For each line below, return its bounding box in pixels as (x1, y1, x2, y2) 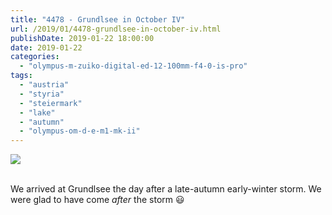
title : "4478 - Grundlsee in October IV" (10, 14, 186, 25)
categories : (10, 52, 60, 62)
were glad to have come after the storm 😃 (10, 194, 185, 206)
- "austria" (19, 80, 70, 90)
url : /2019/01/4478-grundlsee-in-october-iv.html (10, 24, 222, 34)
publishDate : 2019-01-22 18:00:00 (10, 33, 155, 43)
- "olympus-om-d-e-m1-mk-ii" (19, 126, 141, 136)
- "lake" (19, 107, 56, 118)
